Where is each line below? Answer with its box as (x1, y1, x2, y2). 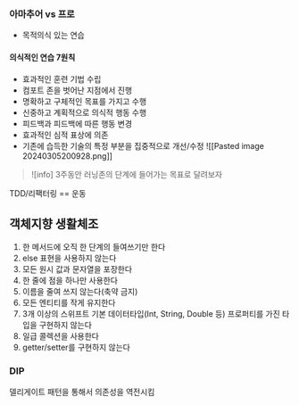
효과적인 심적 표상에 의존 (21, 129, 109, 140)
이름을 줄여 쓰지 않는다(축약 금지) (21, 286, 138, 297)
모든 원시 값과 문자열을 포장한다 (21, 264, 132, 275)
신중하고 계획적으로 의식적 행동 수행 (21, 107, 147, 118)
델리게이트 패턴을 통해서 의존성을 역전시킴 (9, 386, 155, 397)
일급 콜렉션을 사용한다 (21, 331, 100, 342)
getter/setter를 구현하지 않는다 (21, 342, 131, 353)
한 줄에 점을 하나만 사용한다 (21, 275, 119, 286)
